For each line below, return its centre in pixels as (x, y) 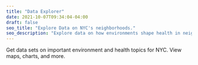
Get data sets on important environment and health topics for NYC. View (94, 50)
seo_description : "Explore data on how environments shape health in (93, 33)
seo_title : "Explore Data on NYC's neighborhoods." (71, 28)
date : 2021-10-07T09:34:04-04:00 (47, 17)
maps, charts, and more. (36, 56)
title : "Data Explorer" (35, 11)
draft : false (22, 22)
